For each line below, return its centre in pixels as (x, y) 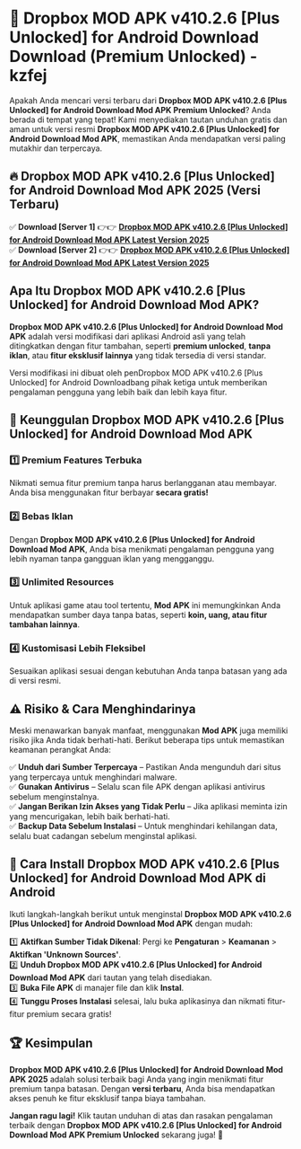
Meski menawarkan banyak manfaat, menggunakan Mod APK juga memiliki (149, 730)
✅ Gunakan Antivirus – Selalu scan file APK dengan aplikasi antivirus (138, 786)
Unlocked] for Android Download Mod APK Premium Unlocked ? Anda (140, 110)
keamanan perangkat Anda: (60, 749)
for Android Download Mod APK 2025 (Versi (135, 191)
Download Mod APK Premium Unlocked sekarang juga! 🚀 (116, 1135)
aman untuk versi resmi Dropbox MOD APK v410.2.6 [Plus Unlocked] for (145, 128)
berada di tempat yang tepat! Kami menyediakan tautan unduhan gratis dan (148, 119)
